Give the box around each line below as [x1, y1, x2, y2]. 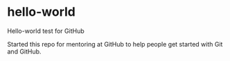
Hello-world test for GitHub [7, 27, 85, 35]
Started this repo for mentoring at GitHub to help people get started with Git [7, 40, 223, 48]
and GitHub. [7, 47, 42, 56]
